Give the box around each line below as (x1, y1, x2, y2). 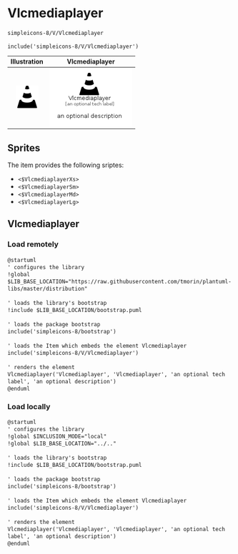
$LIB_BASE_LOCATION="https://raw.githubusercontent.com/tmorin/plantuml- (7, 278, 232, 285)
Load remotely (7, 239, 59, 249)
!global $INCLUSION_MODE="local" (7, 433, 107, 440)
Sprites (7, 141, 41, 154)
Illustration (10, 57, 44, 66)
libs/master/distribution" (7, 285, 88, 292)
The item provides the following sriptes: (7, 161, 124, 169)
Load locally (7, 401, 51, 411)
